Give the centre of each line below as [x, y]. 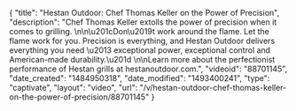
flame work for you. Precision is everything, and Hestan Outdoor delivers [142, 41]
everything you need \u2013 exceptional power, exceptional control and [140, 50]
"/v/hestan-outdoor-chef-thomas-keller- [213, 88]
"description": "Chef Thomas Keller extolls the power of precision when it [143, 22]
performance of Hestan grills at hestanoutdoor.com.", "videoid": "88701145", [148, 69]
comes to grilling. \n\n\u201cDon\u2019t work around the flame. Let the [140, 31]
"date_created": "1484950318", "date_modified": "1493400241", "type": [140, 78]
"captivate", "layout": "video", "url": [74, 88]
